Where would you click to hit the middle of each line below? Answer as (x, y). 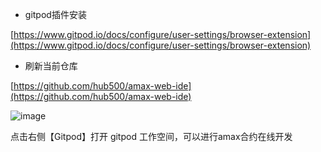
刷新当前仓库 (51, 66)
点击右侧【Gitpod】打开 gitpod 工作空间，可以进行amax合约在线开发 (151, 136)
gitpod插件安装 (55, 14)
